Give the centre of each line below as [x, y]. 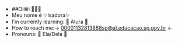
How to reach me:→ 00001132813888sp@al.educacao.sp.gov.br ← [92, 28]
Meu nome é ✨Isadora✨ [41, 15]
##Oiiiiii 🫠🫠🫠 [27, 9]
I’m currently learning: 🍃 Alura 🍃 [50, 21]
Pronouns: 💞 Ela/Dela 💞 [39, 34]
